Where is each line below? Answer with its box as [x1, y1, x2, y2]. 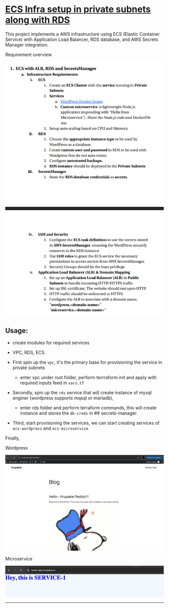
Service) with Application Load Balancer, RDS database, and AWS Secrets [5, 36, 158, 42]
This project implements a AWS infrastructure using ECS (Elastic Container [5, 31, 160, 37]
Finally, [5, 435, 20, 441]
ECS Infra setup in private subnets [5, 4, 151, 15]
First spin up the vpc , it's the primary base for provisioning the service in [12, 359, 162, 365]
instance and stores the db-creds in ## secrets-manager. [20, 410, 138, 416]
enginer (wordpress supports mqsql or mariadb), [12, 395, 114, 401]
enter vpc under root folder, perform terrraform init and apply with [20, 375, 157, 381]
